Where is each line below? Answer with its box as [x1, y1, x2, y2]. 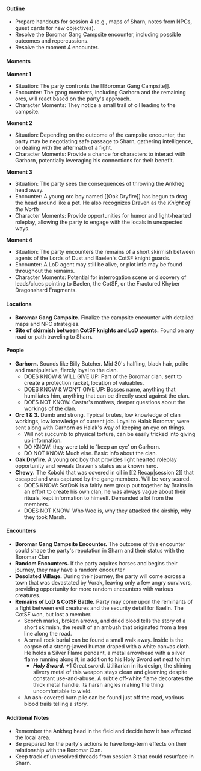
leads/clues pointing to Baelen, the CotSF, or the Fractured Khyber [14, 280, 181, 287]
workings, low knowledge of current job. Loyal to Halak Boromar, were [14, 417, 190, 425]
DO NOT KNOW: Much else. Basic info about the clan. [23, 449, 158, 456]
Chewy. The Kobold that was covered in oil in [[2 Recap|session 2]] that [14, 468, 194, 476]
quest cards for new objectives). [14, 25, 96, 32]
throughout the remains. [14, 268, 75, 275]
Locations [6, 301, 32, 307]
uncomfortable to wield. [32, 687, 92, 695]
